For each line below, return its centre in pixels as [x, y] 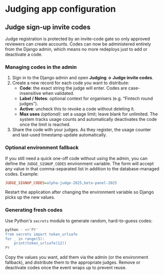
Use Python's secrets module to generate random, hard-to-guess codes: [79, 221]
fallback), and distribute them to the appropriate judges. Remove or [73, 262]
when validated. [58, 93]
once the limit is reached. [45, 125]
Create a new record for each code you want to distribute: [71, 83]
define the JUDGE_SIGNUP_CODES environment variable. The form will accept [80, 163]
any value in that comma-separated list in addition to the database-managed [82, 169]
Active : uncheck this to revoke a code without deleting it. [77, 109]
